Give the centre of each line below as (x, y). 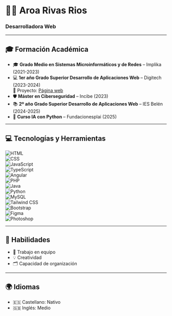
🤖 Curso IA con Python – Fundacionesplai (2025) (64, 117)
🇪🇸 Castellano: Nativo (37, 302)
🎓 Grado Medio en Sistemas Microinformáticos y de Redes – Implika (87, 65)
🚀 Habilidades (28, 240)
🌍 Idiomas (23, 287)
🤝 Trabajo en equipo (34, 252)
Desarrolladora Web (31, 27)
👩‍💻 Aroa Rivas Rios (46, 11)
